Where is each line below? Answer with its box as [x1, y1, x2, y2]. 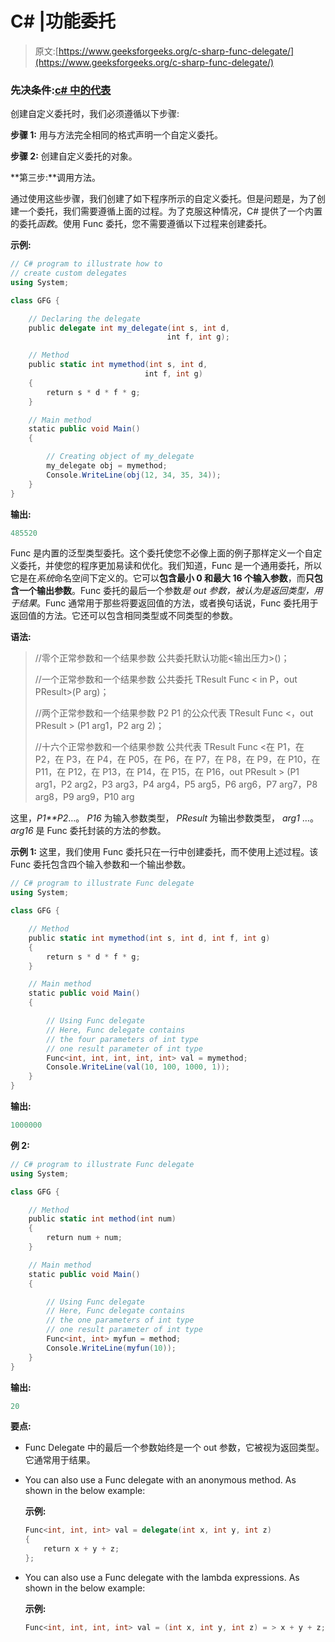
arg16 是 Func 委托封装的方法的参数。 [10, 825, 167, 837]
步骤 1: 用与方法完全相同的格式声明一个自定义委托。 [10, 129, 223, 141]
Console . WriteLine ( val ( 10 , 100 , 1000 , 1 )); [46, 1062, 230, 1072]
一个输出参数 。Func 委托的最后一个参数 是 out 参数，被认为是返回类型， [18, 585, 315, 597]
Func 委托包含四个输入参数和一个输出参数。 [10, 858, 192, 871]
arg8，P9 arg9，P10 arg [34, 791, 135, 803]
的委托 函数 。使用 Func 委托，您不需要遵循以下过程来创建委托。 [10, 218, 273, 230]
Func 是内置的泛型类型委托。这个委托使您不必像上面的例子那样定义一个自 [10, 547, 314, 559]
